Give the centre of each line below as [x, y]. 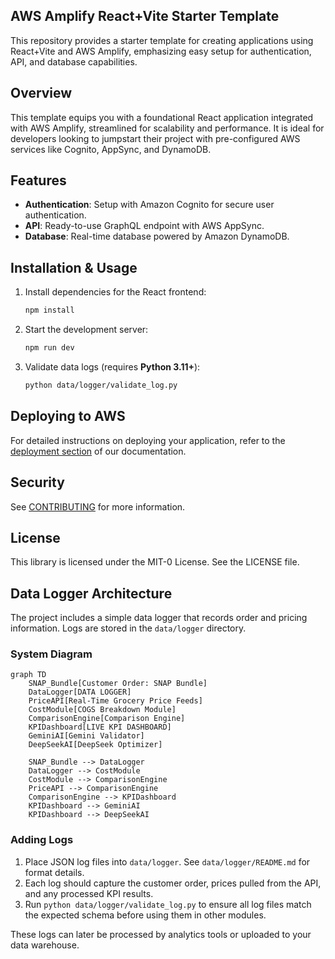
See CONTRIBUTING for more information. [98, 506]
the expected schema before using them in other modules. [145, 915]
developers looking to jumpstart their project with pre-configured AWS [155, 138]
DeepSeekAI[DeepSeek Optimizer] [95, 745]
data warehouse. [45, 945]
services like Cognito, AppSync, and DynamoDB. [111, 149]
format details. [54, 872]
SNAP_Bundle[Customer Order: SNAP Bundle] [118, 684]
